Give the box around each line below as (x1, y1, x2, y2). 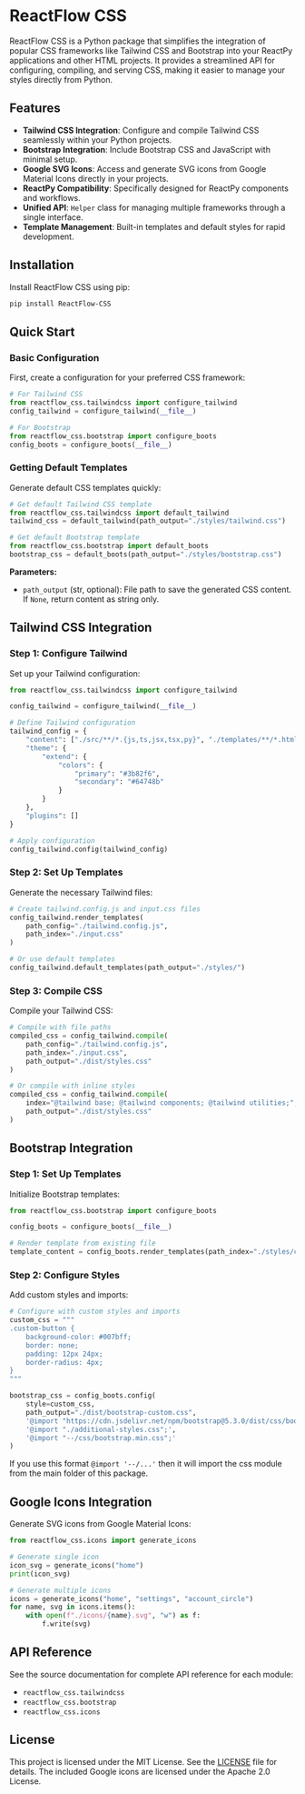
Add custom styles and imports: (9, 1289, 129, 1300)
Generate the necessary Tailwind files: (9, 887, 153, 897)
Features (9, 101, 61, 116)
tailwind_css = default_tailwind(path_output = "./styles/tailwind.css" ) (9, 516, 286, 526)
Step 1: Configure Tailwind (9, 647, 128, 660)
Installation (9, 257, 74, 273)
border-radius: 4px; (25, 1358, 103, 1367)
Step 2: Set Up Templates (9, 866, 123, 878)
